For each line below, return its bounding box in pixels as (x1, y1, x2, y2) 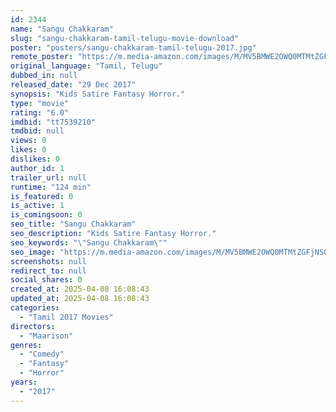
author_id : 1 (10, 163, 65, 173)
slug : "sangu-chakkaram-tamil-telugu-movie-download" (10, 33, 240, 43)
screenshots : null (10, 256, 87, 266)
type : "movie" (10, 98, 70, 108)
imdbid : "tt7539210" (10, 117, 97, 127)
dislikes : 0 (10, 154, 60, 164)
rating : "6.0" (10, 107, 70, 118)
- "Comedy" (19, 349, 65, 360)
